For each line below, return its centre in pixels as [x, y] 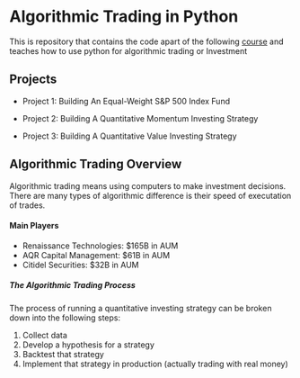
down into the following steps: [65, 318]
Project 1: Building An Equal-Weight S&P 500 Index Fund [126, 101]
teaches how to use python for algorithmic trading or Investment [128, 50]
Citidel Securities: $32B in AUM [80, 265]
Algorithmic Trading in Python [124, 17]
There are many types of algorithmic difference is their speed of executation [150, 195]
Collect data [44, 335]
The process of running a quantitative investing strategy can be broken [141, 308]
